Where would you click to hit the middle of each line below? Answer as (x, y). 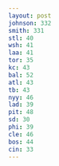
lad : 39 (21, 105)
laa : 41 (21, 53)
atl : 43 (21, 82)
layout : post (30, 16)
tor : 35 (21, 61)
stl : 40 (21, 38)
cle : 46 (21, 134)
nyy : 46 (21, 97)
